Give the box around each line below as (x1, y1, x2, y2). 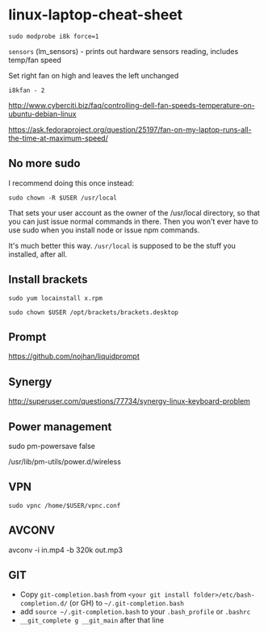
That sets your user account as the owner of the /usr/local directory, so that (8, 208, 261, 217)
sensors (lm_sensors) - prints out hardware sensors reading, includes (8, 46, 239, 56)
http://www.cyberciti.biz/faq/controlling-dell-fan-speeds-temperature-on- (8, 100, 256, 110)
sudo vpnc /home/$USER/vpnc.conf (8, 501, 121, 509)
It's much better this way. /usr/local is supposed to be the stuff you (8, 241, 237, 250)
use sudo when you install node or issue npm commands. (8, 224, 200, 235)
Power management (8, 420, 112, 434)
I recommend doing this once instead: (8, 178, 135, 187)
